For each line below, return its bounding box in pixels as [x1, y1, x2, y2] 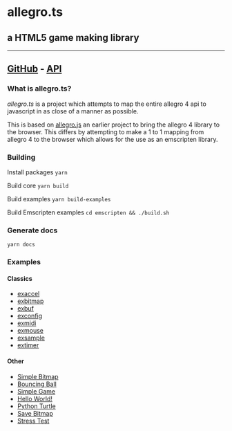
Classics [7, 274, 32, 282]
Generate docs [7, 226, 58, 235]
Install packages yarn [7, 167, 68, 176]
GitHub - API [7, 63, 62, 75]
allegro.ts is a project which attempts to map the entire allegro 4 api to [7, 100, 207, 108]
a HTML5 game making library [7, 32, 139, 44]
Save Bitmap [17, 409, 53, 417]
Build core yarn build [7, 181, 69, 190]
